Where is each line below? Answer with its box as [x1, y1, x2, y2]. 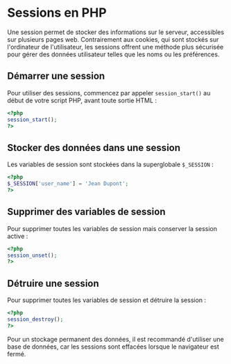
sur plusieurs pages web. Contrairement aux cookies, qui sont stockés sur [7, 35, 219, 43]
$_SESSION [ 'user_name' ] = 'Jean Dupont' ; [7, 180, 129, 187]
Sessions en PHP [7, 5, 107, 21]
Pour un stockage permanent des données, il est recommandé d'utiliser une [7, 335, 224, 343]
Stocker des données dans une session [7, 141, 181, 154]
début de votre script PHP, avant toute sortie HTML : [7, 96, 157, 104]
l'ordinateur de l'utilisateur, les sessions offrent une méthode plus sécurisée [7, 42, 224, 51]
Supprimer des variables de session [7, 206, 166, 218]
